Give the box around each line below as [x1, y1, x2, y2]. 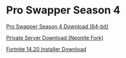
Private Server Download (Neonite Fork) [6, 34, 104, 41]
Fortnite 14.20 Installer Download [6, 45, 87, 53]
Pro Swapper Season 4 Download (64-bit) [6, 23, 109, 30]
